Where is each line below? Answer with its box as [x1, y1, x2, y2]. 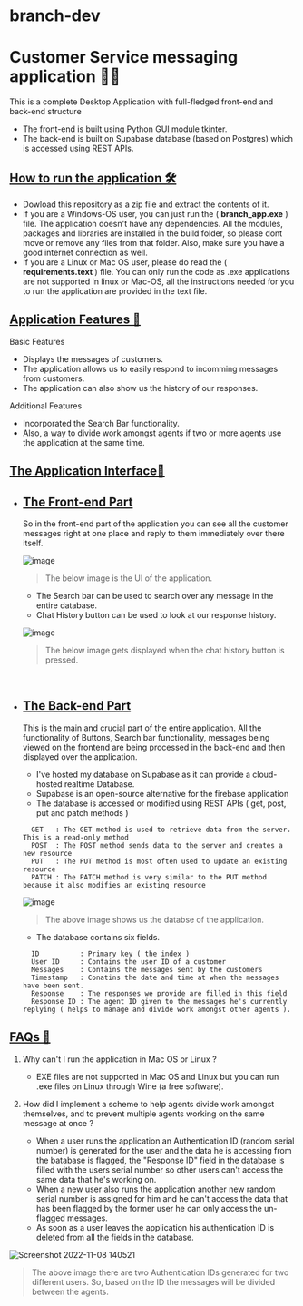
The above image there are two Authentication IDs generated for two [31, 1267, 289, 1278]
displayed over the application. [22, 751, 138, 762]
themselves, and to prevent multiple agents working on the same [22, 1108, 265, 1119]
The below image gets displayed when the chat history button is [44, 644, 285, 655]
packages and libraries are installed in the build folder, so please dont [22, 228, 283, 239]
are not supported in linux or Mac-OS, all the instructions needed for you [22, 276, 295, 287]
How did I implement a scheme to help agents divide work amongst [22, 1098, 275, 1109]
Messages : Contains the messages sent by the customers [31, 965, 263, 974]
